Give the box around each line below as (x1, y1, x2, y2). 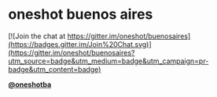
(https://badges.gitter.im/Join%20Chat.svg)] (8, 39, 152, 48)
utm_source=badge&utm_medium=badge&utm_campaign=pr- (8, 56, 209, 66)
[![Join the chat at (8, 31, 66, 41)
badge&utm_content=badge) (8, 64, 101, 74)
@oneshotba (8, 80, 52, 89)
